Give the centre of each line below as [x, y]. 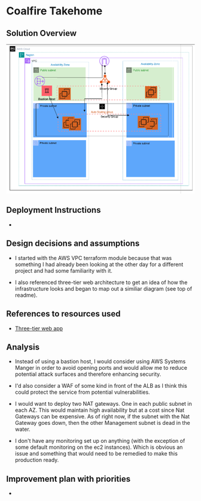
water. [23, 429]
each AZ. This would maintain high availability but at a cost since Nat [100, 410]
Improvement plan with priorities [68, 479]
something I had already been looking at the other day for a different [99, 264]
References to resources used [63, 314]
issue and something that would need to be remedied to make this [96, 454]
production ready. [37, 460]
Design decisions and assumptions [73, 244]
